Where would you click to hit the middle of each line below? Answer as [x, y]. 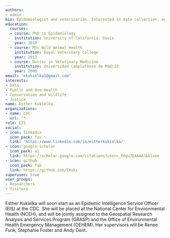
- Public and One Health [31, 90]
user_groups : [19, 180]
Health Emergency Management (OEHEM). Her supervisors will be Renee [81, 225]
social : [13, 128]
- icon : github [21, 161]
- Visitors [17, 189]
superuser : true [22, 175]
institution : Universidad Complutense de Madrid [67, 66]
